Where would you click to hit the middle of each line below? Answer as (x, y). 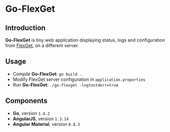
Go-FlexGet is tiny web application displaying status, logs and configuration (85, 40)
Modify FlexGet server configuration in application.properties (79, 79)
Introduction (26, 28)
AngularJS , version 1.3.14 (41, 119)
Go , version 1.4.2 (31, 113)
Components (26, 101)
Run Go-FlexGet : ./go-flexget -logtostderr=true (65, 84)
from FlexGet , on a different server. (42, 46)
